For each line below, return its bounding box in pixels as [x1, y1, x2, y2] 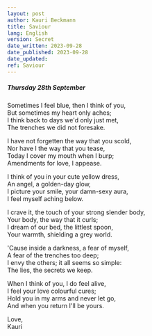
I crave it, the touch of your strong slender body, [7, 208, 146, 216]
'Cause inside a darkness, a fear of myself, [7, 243, 130, 252]
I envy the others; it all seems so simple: [7, 258, 122, 266]
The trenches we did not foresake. [7, 123, 105, 131]
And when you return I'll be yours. [7, 301, 104, 310]
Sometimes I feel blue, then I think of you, [7, 101, 126, 109]
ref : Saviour [7, 62, 45, 69]
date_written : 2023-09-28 [7, 42, 82, 49]
